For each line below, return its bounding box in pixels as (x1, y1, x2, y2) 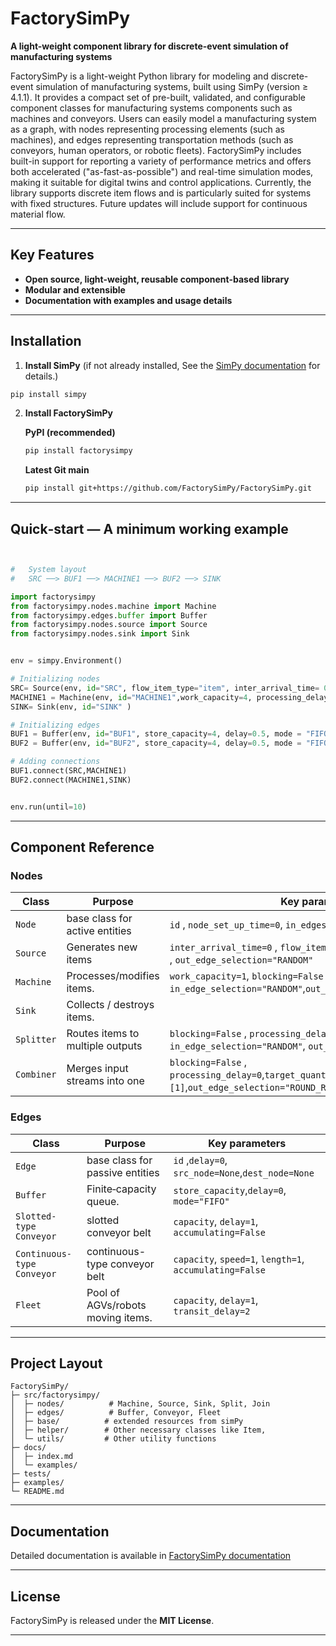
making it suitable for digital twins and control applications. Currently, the (10, 176, 312, 188)
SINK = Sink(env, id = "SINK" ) (10, 702, 132, 712)
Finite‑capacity (86, 1182, 157, 1196)
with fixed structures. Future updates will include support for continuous (10, 197, 308, 209)
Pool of (86, 1285, 120, 1299)
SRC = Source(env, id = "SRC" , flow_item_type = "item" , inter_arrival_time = (10, 683, 320, 693)
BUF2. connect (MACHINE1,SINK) (10, 775, 132, 785)
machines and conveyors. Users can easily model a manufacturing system (10, 112, 317, 124)
